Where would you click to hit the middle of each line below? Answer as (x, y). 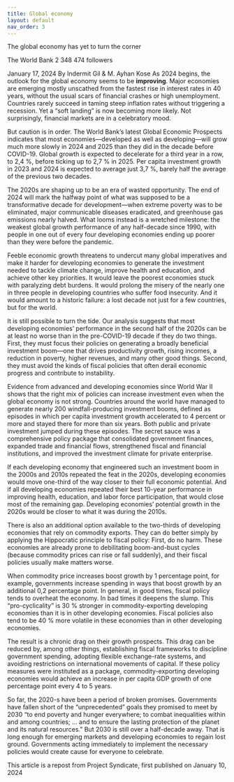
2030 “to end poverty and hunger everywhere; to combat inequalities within (116, 715)
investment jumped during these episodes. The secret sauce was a (104, 432)
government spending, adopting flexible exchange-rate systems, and (107, 656)
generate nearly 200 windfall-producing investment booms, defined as (109, 409)
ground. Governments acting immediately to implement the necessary (108, 744)
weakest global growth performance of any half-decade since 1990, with (112, 227)
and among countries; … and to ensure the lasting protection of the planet (114, 722)
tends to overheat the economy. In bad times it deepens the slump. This (111, 598)
